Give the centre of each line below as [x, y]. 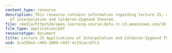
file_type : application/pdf [35, 29]
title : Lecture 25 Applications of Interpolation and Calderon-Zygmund [83, 38]
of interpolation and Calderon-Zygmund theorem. [63, 19]
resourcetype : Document [31, 33]
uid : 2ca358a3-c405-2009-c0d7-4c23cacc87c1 [52, 43]
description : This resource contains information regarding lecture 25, [84, 15]
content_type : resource [31, 10]
